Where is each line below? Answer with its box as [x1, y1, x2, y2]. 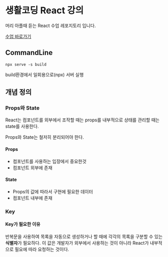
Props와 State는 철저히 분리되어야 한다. [5, 134, 84, 140]
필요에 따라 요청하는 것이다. [14, 246, 70, 252]
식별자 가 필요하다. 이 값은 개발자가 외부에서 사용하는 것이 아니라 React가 [5, 240, 149, 246]
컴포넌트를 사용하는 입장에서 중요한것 [12, 158, 87, 164]
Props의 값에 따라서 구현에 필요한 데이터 [12, 188, 93, 194]
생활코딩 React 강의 [5, 5, 84, 16]
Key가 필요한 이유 [5, 221, 41, 227]
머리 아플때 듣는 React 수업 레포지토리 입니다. [5, 22, 96, 29]
